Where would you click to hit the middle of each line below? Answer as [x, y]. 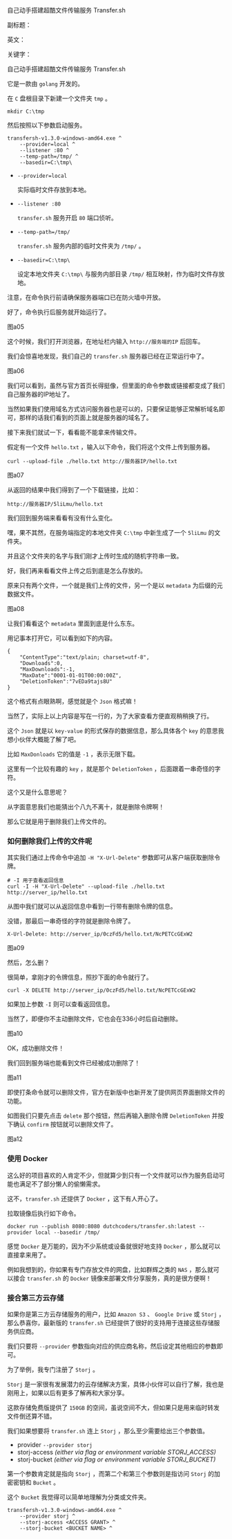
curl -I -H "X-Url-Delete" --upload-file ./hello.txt [86, 887]
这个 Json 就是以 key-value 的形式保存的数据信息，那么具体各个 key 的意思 [113, 731]
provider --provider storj [55, 1444]
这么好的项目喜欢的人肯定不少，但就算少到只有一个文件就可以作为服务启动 [113, 1175]
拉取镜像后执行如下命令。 [43, 1213]
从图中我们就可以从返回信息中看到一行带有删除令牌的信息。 [92, 907]
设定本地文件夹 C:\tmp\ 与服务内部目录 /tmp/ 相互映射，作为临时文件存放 [121, 274]
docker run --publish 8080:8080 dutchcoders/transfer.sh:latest [101, 1226]
